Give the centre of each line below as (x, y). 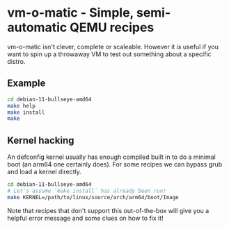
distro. (16, 61)
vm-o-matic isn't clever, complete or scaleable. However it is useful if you (113, 46)
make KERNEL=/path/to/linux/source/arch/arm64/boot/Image (93, 197)
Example (26, 84)
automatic (37, 27)
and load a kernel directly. (45, 172)
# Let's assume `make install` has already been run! (87, 191)
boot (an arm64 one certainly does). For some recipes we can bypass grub (115, 164)
